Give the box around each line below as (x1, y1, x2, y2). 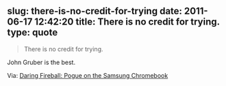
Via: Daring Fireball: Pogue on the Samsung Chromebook (7, 71, 168, 79)
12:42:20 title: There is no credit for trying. (34, 16, 221, 28)
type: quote (7, 27, 58, 38)
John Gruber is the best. (7, 58, 76, 66)
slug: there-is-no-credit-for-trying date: (7, 5, 183, 17)
